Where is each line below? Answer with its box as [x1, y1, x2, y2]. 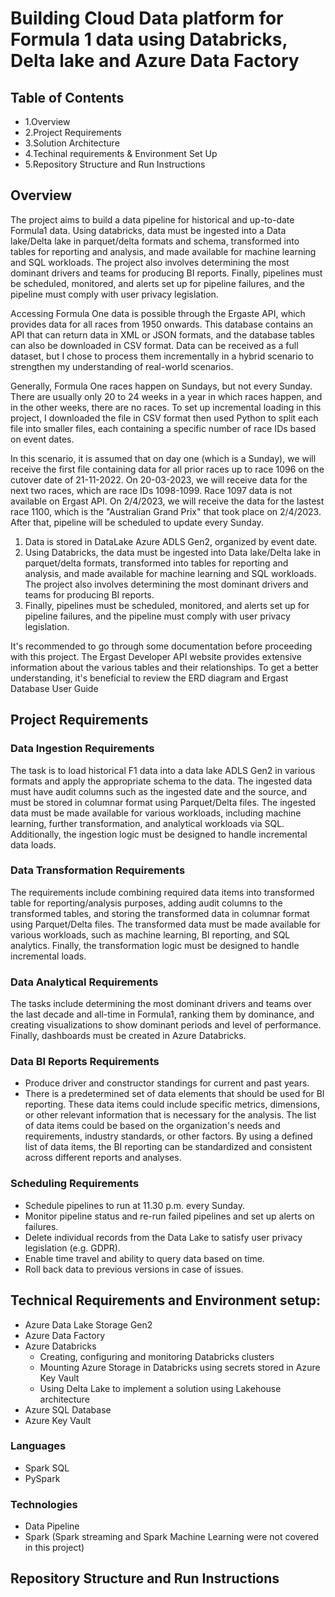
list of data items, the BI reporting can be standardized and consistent [24, 1141, 313, 1153]
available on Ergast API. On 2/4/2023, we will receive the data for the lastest [10, 495, 325, 507]
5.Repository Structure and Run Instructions [24, 158, 206, 170]
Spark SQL [24, 1462, 70, 1474]
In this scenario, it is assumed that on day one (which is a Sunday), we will [10, 452, 317, 464]
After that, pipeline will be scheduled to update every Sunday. [10, 516, 264, 528]
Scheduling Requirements [10, 1177, 140, 1191]
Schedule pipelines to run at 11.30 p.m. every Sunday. [24, 1199, 245, 1211]
